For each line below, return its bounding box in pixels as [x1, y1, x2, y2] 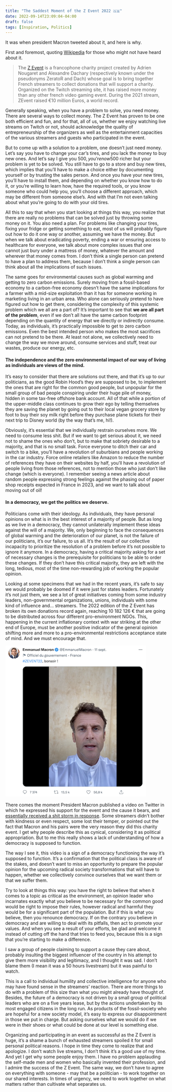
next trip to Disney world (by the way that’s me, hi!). [5, 417, 114, 424]
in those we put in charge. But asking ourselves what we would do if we [5, 1016, 157, 1023]
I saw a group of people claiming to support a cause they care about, [5, 946, 151, 952]
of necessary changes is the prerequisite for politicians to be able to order [5, 554, 162, 560]
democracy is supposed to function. [5, 840, 82, 846]
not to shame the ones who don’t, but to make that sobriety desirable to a [5, 438, 160, 444]
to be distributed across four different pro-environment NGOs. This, [5, 613, 148, 620]
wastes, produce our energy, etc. [5, 345, 75, 351]
